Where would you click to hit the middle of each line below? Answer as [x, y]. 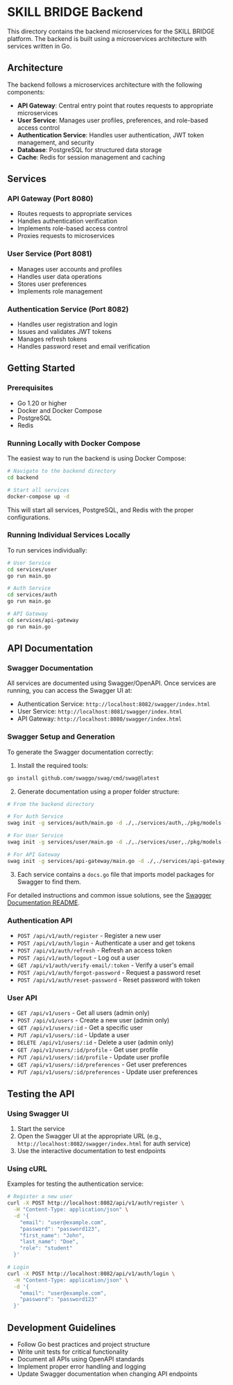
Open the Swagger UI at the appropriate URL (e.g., [89, 1136]
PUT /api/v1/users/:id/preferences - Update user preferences [107, 1072]
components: [26, 92]
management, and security [56, 142]
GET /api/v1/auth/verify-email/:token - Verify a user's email [105, 965]
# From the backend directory [51, 804]
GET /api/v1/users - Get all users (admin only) [84, 1013]
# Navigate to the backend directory [62, 471]
